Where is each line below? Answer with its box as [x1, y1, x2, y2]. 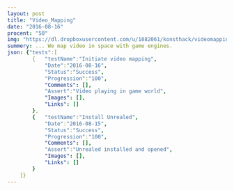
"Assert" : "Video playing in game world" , [44, 88, 167, 95]
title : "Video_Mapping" [7, 17, 77, 24]
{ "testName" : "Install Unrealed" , [32, 113, 139, 120]
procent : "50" [7, 29, 49, 37]
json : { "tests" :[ [7, 49, 58, 56]
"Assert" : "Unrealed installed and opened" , [44, 146, 173, 153]
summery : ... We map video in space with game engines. [7, 42, 173, 49]
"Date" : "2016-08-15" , [44, 120, 108, 127]
